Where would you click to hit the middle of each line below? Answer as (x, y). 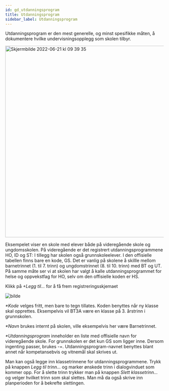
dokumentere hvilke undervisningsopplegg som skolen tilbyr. (68, 39)
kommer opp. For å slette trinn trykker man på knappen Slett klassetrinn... (81, 372)
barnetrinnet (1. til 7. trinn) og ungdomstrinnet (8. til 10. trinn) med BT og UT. (83, 266)
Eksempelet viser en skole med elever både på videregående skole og (78, 245)
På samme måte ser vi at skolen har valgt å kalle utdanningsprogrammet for (83, 271)
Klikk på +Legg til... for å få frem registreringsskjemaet (62, 286)
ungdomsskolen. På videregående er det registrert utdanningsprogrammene (84, 250)
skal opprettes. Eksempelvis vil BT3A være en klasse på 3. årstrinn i (75, 311)
